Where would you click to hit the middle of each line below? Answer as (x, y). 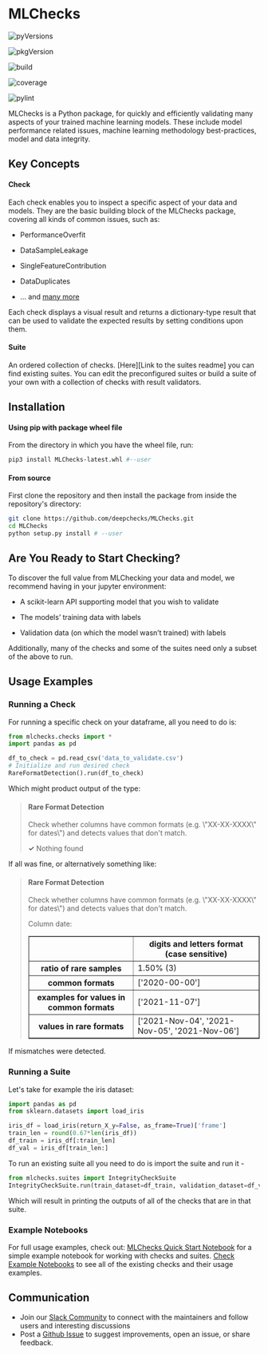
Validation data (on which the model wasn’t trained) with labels (123, 633)
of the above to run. (41, 657)
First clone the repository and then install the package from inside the (122, 495)
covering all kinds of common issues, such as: (84, 219)
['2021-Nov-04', (171, 1021)
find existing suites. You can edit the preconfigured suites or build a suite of (132, 373)
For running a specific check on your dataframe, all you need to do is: (122, 722)
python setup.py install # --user (66, 534)
